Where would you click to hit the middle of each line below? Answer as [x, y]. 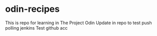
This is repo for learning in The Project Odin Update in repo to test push [78, 23]
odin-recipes [32, 9]
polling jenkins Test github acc [36, 28]
